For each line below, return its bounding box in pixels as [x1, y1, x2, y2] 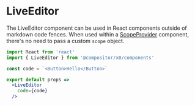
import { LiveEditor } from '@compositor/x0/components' [6, 55, 155, 61]
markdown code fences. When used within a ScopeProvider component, [6, 30, 189, 38]
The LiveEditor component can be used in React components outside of [6, 24, 188, 32]
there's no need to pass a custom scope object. [6, 37, 125, 44]
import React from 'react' [6, 49, 75, 55]
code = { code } [17, 88, 48, 94]
